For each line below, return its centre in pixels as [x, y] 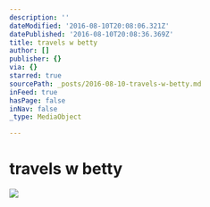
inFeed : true [34, 92]
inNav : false [34, 109]
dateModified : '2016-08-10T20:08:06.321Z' [89, 26]
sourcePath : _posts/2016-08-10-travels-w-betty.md [105, 84]
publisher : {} [36, 59]
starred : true [36, 76]
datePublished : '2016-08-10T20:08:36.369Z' [92, 34]
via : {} [24, 68]
